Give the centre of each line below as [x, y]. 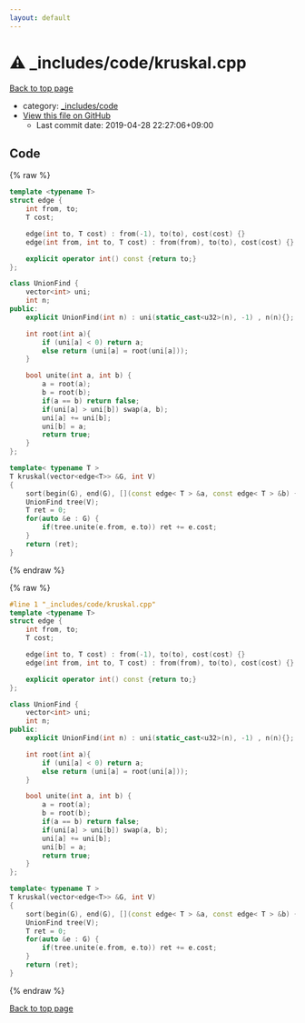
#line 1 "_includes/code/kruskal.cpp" [83, 604]
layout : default [40, 18]
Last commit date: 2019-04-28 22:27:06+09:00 [125, 125]
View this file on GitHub [67, 115]
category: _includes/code [70, 105]
